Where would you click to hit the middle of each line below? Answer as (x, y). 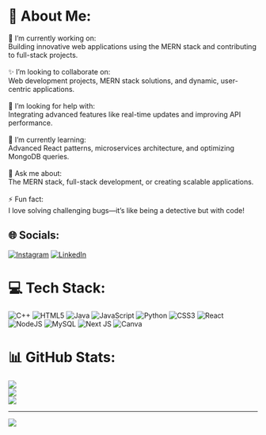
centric (20, 89)
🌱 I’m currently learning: (47, 139)
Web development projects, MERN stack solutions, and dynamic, (114, 80)
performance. (30, 123)
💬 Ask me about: (35, 173)
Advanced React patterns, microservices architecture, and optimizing (122, 148)
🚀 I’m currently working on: (52, 38)
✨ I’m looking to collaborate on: (59, 71)
